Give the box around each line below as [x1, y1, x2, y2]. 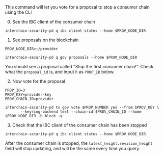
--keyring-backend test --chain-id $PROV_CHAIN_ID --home [20, 109, 141, 114]
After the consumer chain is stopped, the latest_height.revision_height [5, 140, 153, 146]
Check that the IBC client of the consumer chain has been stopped [12, 122, 147, 128]
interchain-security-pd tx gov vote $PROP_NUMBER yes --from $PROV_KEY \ [5, 105, 160, 110]
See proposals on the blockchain [12, 37, 79, 43]
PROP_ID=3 [5, 88, 26, 93]
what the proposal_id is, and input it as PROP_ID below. [5, 69, 115, 75]
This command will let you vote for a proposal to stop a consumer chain [5, 4, 150, 10]
